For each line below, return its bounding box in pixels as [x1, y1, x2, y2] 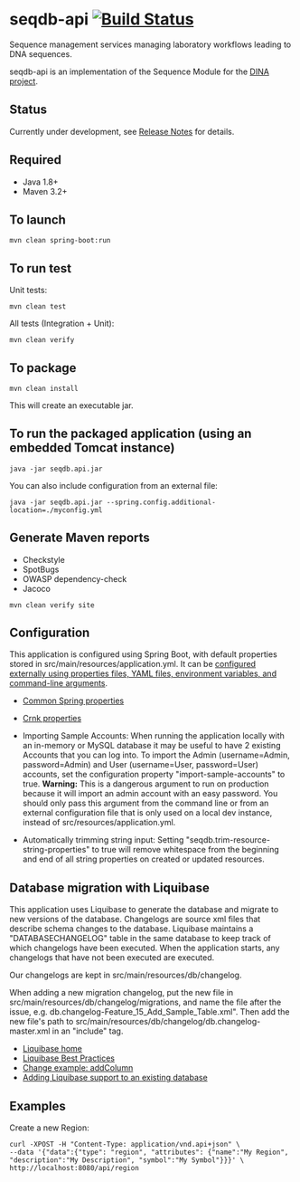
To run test [9, 261, 72, 276]
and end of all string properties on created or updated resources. [22, 853, 265, 864]
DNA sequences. [9, 48, 72, 59]
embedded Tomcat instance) [9, 440, 175, 456]
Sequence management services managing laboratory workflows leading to [9, 39, 292, 50]
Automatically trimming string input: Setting [22, 834, 184, 845]
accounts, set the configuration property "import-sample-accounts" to [22, 769, 286, 780]
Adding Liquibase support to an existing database [22, 1072, 208, 1083]
